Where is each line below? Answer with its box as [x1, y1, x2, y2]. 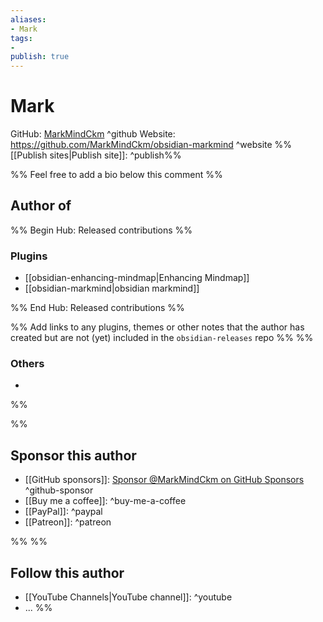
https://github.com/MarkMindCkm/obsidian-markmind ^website [10, 139, 273, 151]
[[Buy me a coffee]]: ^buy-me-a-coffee [24, 495, 187, 507]
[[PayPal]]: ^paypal [24, 506, 103, 518]
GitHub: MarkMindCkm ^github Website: [10, 128, 176, 140]
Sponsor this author [10, 447, 137, 464]
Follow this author [10, 564, 125, 581]
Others [10, 357, 45, 371]
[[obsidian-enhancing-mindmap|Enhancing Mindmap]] [24, 272, 250, 284]
